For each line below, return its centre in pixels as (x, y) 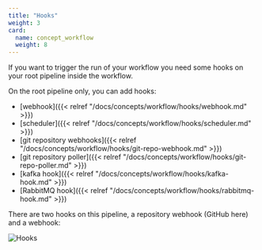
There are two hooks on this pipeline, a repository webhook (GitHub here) (128, 214)
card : (17, 30)
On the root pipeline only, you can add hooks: (82, 91)
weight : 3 (25, 23)
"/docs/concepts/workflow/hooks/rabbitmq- (182, 191)
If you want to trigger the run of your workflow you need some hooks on (126, 67)
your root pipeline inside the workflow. (70, 76)
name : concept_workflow (54, 38)
